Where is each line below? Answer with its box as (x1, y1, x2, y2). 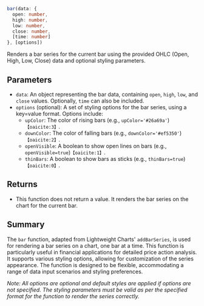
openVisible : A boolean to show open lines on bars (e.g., (24, 142, 167, 149)
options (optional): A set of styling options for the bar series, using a (15, 103, 187, 110)
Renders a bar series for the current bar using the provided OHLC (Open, (7, 50, 189, 58)
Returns (7, 179, 38, 189)
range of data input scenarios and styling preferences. (7, 268, 143, 275)
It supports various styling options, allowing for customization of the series (7, 255, 194, 262)
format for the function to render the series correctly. (7, 292, 140, 300)
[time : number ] (12, 34, 51, 40)
